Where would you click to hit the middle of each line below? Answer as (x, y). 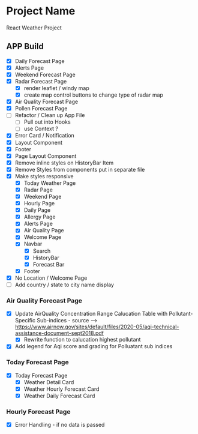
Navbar (33, 244)
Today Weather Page (50, 183)
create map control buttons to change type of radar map (94, 95)
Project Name (41, 11)
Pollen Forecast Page (41, 109)
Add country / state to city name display (64, 285)
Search (42, 251)
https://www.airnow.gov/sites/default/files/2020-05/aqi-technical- (97, 327)
